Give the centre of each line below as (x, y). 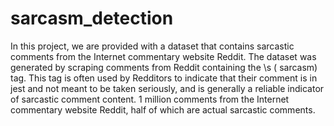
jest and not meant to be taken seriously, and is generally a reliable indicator (167, 88)
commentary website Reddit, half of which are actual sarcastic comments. (163, 109)
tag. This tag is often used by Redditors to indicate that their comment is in (164, 78)
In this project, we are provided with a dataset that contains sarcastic (152, 46)
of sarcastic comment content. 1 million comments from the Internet (150, 99)
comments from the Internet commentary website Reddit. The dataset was (163, 56)
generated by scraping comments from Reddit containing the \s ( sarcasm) (164, 67)
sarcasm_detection (92, 18)
